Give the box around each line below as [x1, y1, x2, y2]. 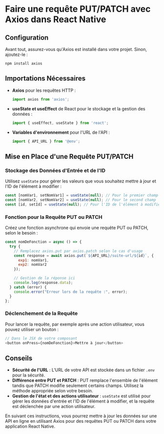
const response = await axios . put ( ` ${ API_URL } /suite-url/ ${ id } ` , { [14, 253, 154, 258]
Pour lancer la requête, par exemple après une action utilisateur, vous [5, 321, 145, 327]
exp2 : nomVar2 [18, 262, 47, 267]
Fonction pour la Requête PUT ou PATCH [5, 213, 102, 220]
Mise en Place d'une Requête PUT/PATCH [5, 152, 134, 160]
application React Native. [5, 423, 56, 430]
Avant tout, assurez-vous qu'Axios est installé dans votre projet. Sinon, [5, 47, 147, 52]
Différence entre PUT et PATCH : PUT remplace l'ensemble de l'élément [12, 378, 158, 383]
